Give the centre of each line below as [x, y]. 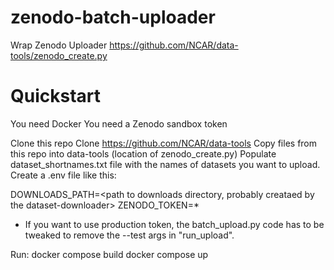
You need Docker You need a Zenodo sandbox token [119, 123]
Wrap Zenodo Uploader [59, 45]
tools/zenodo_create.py [59, 55]
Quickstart [56, 96]
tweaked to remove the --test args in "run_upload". [129, 235]
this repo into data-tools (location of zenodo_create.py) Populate [143, 153]
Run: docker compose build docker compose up [109, 254]
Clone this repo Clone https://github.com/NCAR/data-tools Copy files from [164, 143]
